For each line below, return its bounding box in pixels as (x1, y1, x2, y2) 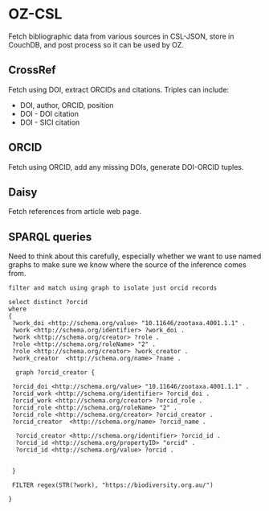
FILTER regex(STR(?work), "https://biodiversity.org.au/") (11, 481, 214, 489)
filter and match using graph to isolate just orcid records (8, 284, 218, 292)
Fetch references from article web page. (8, 207, 142, 216)
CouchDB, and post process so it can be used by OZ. (8, 39, 185, 49)
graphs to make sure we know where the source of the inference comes (8, 260, 247, 270)
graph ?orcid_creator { (15, 369, 95, 377)
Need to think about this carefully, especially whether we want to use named (8, 251, 262, 262)
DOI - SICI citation (19, 117, 80, 127)
